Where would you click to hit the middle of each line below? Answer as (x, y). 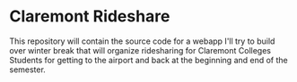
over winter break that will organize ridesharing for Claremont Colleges (140, 50)
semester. (28, 70)
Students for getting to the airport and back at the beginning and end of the (149, 60)
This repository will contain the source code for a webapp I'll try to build (142, 41)
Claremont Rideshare (90, 16)
